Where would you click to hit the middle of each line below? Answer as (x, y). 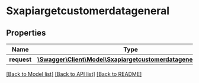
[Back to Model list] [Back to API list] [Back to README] (74, 74)
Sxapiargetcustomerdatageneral (88, 11)
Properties (26, 33)
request (20, 59)
